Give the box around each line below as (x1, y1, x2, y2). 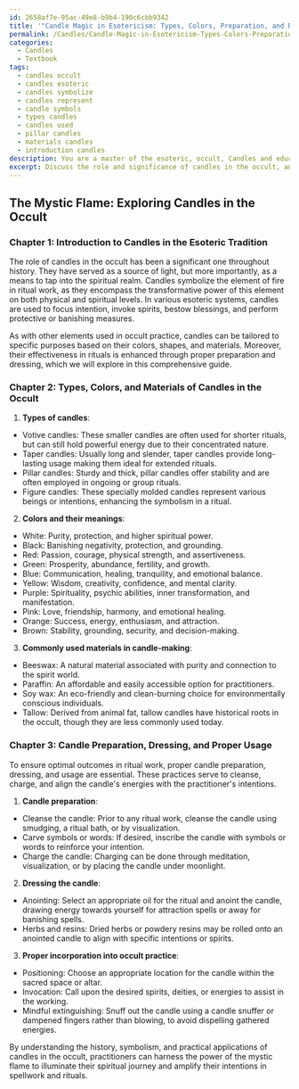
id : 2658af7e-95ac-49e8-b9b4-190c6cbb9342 (9, 12, 169, 22)
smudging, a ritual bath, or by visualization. (21, 822, 181, 833)
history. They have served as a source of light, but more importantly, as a (9, 266, 278, 276)
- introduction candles (17, 145, 105, 154)
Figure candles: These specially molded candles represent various (21, 487, 267, 498)
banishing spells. (21, 913, 85, 924)
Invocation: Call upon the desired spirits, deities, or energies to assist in (21, 986, 285, 997)
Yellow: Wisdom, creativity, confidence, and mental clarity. (21, 578, 238, 589)
